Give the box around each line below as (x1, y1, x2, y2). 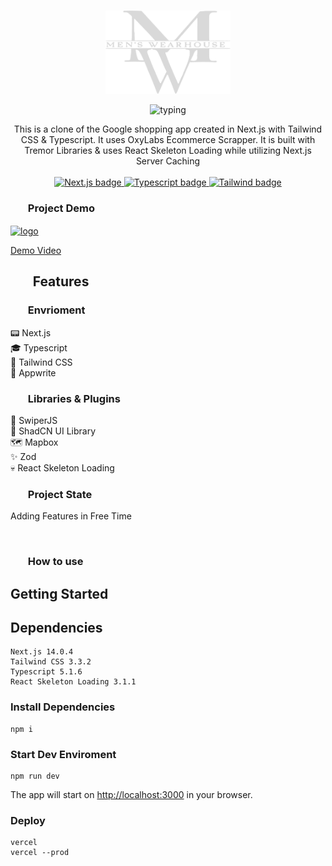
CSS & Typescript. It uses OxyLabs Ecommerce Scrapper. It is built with (20, 134, 316, 146)
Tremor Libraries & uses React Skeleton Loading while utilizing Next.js (24, 145, 312, 157)
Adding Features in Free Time (10, 510, 132, 522)
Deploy (10, 813, 46, 827)
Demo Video (10, 245, 62, 256)
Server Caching (135, 155, 201, 167)
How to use (27, 555, 84, 569)
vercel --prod (10, 848, 70, 858)
